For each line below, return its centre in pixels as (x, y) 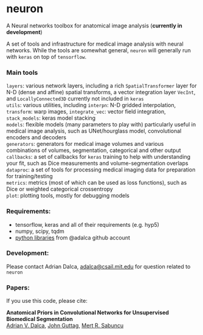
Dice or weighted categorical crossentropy (60, 189)
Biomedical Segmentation (40, 319)
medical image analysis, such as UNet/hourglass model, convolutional (94, 131)
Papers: (18, 288)
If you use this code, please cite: (47, 301)
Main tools (22, 72)
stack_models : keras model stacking (51, 118)
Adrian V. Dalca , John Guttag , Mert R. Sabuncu (65, 326)
